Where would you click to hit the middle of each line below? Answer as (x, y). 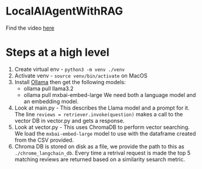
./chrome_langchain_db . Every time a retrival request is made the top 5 (103, 153)
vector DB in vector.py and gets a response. (69, 121)
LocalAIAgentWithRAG (64, 11)
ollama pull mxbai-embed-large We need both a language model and (110, 94)
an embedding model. (51, 101)
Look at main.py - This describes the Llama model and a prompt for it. (102, 108)
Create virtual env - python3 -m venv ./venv (70, 69)
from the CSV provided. (44, 140)
